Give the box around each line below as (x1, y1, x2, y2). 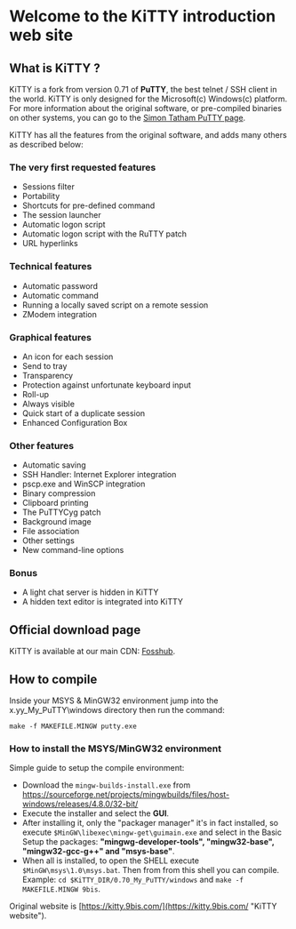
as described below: (9, 140, 84, 149)
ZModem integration (21, 308, 98, 319)
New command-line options (21, 545, 124, 556)
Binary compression (21, 488, 96, 499)
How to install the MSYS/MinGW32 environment (9, 742, 222, 755)
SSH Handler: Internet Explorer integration (21, 469, 177, 480)
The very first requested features (9, 161, 156, 173)
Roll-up (21, 388, 50, 399)
